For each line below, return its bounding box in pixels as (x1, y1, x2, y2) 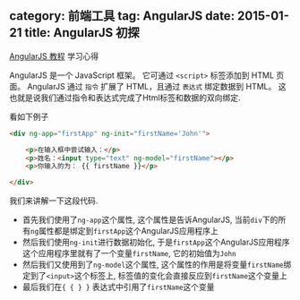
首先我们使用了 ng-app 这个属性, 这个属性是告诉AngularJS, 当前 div (21, 214, 262, 226)
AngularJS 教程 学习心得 (9, 50, 99, 61)
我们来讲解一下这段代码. (9, 195, 99, 206)
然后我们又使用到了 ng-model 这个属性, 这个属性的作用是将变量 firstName (21, 259, 284, 270)
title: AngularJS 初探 (24, 25, 140, 40)
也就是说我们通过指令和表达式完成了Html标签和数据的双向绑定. (9, 92, 241, 103)
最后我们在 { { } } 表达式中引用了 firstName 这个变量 (21, 281, 215, 293)
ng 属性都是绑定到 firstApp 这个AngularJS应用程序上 (30, 226, 219, 236)
